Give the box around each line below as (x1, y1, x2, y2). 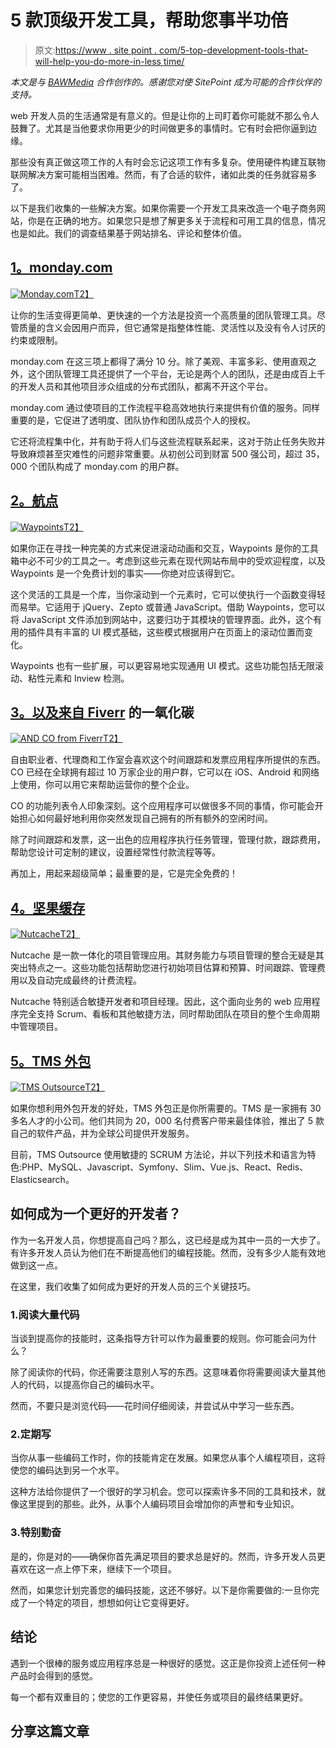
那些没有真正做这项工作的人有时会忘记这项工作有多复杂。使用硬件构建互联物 (10, 156, 326, 168)
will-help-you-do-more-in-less (34, 55, 162, 67)
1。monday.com (10, 259, 113, 276)
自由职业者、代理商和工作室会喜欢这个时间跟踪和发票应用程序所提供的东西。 (10, 754, 326, 766)
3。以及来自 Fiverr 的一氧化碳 (10, 704, 195, 721)
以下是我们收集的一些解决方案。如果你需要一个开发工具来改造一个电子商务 (10, 202, 317, 214)
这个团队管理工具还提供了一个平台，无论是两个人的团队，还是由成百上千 (27, 367, 326, 380)
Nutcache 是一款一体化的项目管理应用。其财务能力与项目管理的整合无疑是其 (10, 949, 325, 961)
